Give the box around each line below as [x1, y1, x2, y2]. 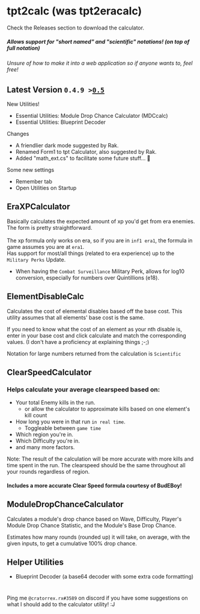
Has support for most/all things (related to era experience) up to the [7, 250, 175, 257]
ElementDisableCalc [7, 292, 85, 302]
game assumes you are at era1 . [7, 243, 85, 250]
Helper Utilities [7, 557, 64, 568]
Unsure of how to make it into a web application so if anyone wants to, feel [7, 59, 193, 67]
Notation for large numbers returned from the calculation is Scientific [7, 350, 181, 357]
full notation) [7, 44, 40, 52]
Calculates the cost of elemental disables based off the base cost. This [7, 307, 183, 315]
